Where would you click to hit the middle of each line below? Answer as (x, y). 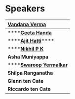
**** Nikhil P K (26, 49)
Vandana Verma (27, 24)
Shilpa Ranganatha (30, 73)
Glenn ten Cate (25, 81)
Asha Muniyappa (28, 56)
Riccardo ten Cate (29, 89)
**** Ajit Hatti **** (31, 41)
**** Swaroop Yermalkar (38, 65)
